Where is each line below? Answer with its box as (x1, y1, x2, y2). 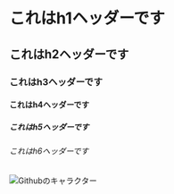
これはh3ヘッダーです (9, 75, 103, 88)
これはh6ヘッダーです (9, 146, 89, 156)
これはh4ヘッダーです (9, 99, 90, 110)
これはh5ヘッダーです (9, 122, 89, 132)
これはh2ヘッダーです (9, 46, 129, 62)
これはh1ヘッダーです (9, 8, 165, 29)
